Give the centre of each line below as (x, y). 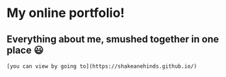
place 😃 (25, 50)
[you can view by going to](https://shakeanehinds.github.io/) (102, 66)
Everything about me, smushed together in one (113, 39)
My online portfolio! (66, 13)
